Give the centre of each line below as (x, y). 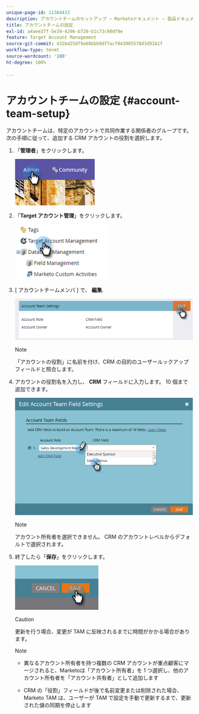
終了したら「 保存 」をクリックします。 (61, 557)
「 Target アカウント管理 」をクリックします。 (70, 216)
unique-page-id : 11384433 (38, 12)
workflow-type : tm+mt (33, 50)
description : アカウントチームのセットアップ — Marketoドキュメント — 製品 (91, 19)
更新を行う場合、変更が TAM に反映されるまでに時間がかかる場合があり (102, 632)
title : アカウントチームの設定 (40, 25)
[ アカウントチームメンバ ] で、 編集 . (59, 290)
